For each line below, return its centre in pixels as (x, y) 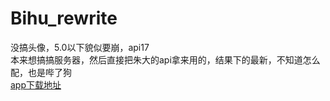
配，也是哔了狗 (41, 72)
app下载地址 (36, 84)
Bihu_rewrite (64, 18)
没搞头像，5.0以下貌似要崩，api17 (80, 47)
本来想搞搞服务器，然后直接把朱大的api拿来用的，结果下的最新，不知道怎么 (165, 59)
